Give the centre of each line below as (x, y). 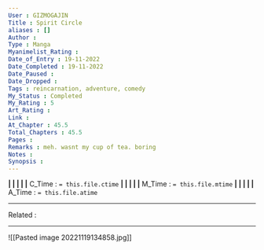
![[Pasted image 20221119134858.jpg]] (70, 237)
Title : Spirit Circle (45, 23)
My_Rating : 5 (31, 103)
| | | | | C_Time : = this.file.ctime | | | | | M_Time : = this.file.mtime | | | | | (131, 184)
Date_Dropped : (33, 81)
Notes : (21, 154)
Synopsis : (26, 162)
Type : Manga (29, 45)
